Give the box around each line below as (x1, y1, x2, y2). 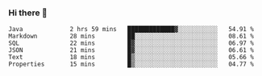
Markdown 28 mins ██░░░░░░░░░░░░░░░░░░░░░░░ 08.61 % (8, 32, 254, 41)
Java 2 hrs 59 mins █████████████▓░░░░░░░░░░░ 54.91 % (8, 26, 254, 34)
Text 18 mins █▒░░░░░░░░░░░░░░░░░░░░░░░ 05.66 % (8, 54, 254, 62)
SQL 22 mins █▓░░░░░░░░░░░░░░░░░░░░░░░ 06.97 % (8, 39, 254, 47)
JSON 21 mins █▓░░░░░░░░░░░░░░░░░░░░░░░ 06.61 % (8, 46, 254, 54)
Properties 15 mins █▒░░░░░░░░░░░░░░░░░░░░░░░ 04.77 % (8, 60, 254, 69)
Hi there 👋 (8, 7, 48, 18)
